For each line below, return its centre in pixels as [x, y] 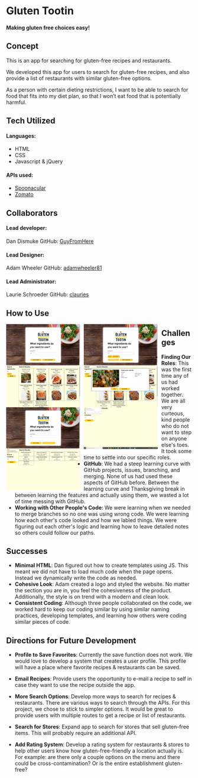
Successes [27, 551]
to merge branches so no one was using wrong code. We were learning [102, 514]
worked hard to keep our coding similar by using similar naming [92, 610]
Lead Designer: [25, 255]
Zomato [24, 194]
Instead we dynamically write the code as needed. [76, 578]
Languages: [21, 136]
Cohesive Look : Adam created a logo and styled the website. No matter [102, 584]
